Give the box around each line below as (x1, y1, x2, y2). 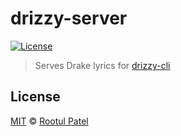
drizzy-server (10, 7, 128, 30)
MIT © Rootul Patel (10, 115, 89, 127)
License (10, 88, 61, 106)
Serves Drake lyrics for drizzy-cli (34, 59, 171, 71)
